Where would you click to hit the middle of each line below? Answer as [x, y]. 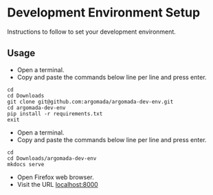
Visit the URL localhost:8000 [57, 184]
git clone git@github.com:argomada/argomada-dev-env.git [90, 102]
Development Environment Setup [104, 13]
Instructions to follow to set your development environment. [92, 32]
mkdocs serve [26, 164]
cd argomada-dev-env [37, 108]
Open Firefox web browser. [55, 177]
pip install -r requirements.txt [55, 114]
